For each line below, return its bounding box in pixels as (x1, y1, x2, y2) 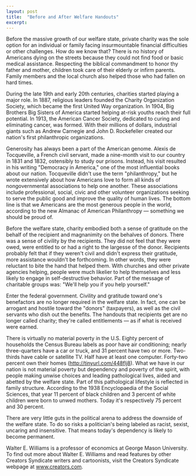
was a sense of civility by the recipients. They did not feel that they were (6, 238, 181, 245)
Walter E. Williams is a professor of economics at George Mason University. (6, 444, 188, 451)
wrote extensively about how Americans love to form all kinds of (6, 176, 161, 183)
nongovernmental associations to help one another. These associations (6, 183, 178, 190)
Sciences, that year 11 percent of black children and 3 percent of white (6, 391, 176, 398)
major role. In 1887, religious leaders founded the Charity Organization (6, 97, 174, 104)
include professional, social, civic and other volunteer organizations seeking (6, 189, 189, 196)
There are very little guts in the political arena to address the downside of (6, 415, 183, 422)
